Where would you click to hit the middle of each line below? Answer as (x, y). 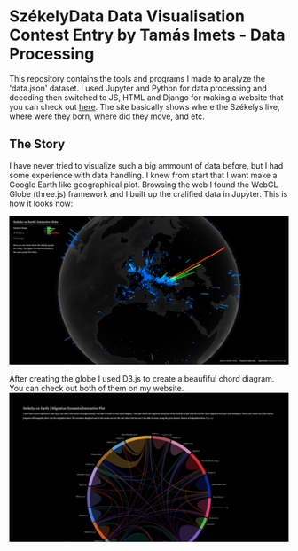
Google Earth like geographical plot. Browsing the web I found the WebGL (144, 185)
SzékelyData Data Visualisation (127, 16)
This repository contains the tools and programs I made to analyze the (137, 78)
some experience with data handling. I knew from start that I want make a (143, 175)
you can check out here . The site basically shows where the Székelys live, (145, 106)
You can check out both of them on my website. (97, 388)
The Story (37, 144)
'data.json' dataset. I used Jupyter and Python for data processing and (138, 88)
